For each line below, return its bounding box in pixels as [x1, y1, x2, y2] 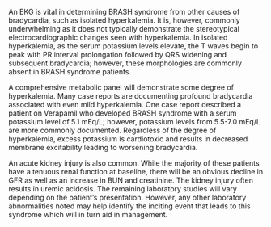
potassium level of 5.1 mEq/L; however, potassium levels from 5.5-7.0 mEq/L [8, 117, 261, 126]
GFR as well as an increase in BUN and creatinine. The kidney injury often [8, 175, 253, 185]
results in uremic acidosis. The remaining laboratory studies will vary [8, 184, 237, 193]
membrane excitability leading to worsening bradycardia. [8, 143, 198, 152]
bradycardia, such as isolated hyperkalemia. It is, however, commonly [8, 15, 240, 25]
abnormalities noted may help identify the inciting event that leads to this [8, 201, 251, 211]
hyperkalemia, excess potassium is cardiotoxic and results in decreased [8, 134, 248, 144]
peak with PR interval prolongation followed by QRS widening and [8, 50, 227, 59]
